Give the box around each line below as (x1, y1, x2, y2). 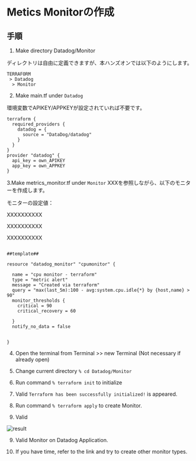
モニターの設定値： (7, 200, 54, 206)
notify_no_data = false (12, 324, 70, 330)
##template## (7, 251, 39, 257)
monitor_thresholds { (12, 298, 66, 304)
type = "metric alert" (12, 277, 68, 283)
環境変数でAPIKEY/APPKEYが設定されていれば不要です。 (7, 105, 146, 111)
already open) (15, 356, 50, 363)
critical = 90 (17, 303, 52, 309)
